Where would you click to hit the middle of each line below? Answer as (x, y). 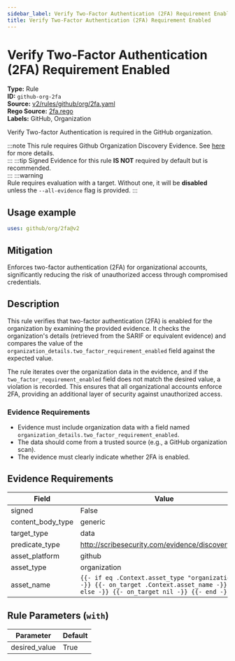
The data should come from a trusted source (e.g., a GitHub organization (122, 442)
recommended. (29, 168)
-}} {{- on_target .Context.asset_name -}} (154, 584)
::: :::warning (25, 176)
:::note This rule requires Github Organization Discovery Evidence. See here (116, 146)
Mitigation (30, 250)
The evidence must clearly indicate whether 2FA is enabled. (104, 457)
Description (33, 304)
